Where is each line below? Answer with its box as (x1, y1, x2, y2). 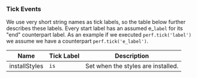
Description (115, 52, 149, 60)
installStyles (9, 62, 44, 70)
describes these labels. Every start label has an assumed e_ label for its (6, 25, 183, 32)
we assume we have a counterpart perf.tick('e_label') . (6, 38, 149, 45)
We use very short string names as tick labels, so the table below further (6, 19, 186, 26)
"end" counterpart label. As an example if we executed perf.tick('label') (6, 31, 192, 38)
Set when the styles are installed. (85, 62, 179, 70)
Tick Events (6, 5, 41, 13)
